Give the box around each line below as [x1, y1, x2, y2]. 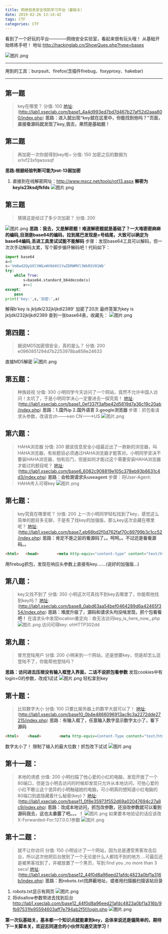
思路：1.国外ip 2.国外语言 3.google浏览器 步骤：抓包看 [42, 407, 155, 413]
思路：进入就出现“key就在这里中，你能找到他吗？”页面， [44, 115, 163, 121]
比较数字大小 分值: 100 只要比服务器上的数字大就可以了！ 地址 [17, 706, 145, 712]
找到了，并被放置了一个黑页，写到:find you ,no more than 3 [34, 860, 157, 866]
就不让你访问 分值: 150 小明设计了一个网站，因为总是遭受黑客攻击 [17, 847, 152, 853]
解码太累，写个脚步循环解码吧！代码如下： [22, 244, 110, 250]
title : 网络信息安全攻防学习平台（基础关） [5, 7, 84, 13]
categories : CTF [5, 21, 39, 27]
